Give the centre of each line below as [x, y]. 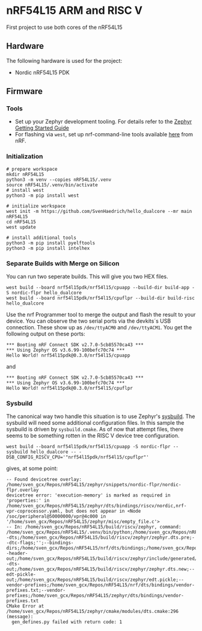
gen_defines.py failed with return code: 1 [67, 622]
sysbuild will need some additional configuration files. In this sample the [95, 423]
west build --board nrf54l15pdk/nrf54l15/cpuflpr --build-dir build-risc [101, 298]
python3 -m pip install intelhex [48, 248]
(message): [20, 617]
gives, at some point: [32, 469]
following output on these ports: [46, 334]
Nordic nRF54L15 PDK [42, 72]
